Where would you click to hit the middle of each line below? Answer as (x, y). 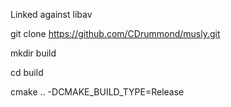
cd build (27, 72)
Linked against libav (51, 14)
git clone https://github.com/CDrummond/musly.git (115, 33)
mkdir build (33, 53)
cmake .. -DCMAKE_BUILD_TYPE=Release (97, 92)
